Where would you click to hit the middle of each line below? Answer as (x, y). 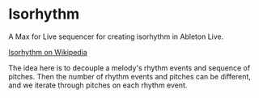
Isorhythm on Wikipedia (48, 52)
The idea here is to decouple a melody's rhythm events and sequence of (129, 68)
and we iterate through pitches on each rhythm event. (98, 85)
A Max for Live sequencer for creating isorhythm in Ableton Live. (116, 36)
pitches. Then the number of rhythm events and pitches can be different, (129, 76)
